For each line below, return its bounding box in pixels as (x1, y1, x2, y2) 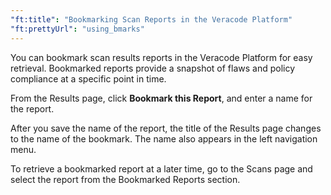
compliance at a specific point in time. (10, 72, 167, 85)
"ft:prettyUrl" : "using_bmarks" (10, 24, 145, 34)
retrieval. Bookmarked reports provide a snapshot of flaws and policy (10, 62, 296, 74)
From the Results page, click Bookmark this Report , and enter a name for (10, 92, 313, 104)
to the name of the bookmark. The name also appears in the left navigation (10, 132, 318, 145)
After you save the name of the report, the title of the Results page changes (10, 122, 322, 134)
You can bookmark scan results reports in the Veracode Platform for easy (10, 51, 313, 63)
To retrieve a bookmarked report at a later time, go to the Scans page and (10, 162, 313, 175)
